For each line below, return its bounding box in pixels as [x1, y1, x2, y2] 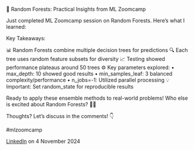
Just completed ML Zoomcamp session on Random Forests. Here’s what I [6, 17, 185, 24]
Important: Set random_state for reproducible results [6, 83, 134, 90]
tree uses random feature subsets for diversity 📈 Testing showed [6, 56, 165, 62]
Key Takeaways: [6, 35, 46, 41]
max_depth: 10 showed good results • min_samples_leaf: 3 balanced [6, 70, 173, 77]
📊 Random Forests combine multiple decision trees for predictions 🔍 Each [6, 47, 188, 53]
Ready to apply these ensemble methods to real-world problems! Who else [6, 94, 188, 102]
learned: [6, 24, 27, 30]
